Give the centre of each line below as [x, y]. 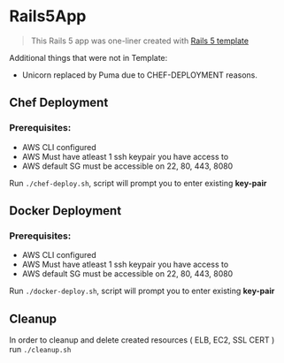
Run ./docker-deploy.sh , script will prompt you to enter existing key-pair [142, 291]
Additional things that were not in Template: [88, 57]
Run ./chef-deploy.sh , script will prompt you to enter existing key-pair [138, 183]
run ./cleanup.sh [40, 350]
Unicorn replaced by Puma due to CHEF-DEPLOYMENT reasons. [140, 75]
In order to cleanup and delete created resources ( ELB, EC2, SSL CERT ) [142, 340]
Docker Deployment [65, 211]
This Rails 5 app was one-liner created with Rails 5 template [140, 41]
